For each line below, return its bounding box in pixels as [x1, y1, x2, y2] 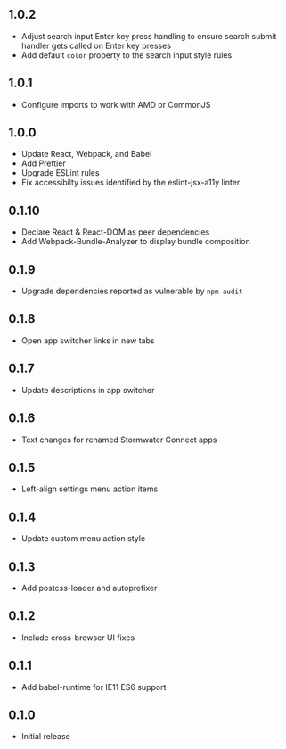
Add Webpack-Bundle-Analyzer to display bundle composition [20, 236, 251, 247]
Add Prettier [20, 158, 66, 169]
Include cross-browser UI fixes [20, 632, 135, 643]
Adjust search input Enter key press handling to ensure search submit [20, 30, 277, 41]
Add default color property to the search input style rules [20, 49, 233, 61]
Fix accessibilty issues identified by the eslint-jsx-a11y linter [20, 177, 241, 188]
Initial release [20, 731, 70, 742]
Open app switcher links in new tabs [20, 334, 155, 346]
